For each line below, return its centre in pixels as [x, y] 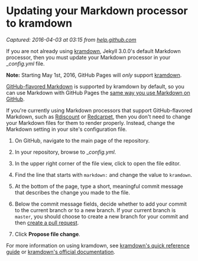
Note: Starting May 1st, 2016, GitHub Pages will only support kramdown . [94, 75]
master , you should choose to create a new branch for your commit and [102, 216]
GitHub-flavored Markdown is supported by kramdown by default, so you [95, 86]
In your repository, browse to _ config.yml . [65, 152]
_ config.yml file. [25, 64]
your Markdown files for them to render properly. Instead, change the [91, 123]
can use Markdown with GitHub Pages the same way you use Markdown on [98, 92]
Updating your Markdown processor [97, 11]
